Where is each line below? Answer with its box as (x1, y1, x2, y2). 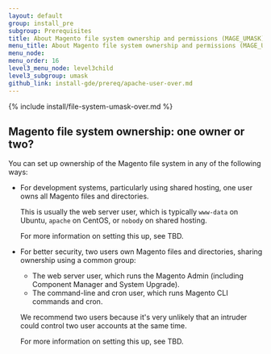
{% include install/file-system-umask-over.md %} (8, 102, 173, 111)
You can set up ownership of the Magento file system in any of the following (8, 159, 261, 169)
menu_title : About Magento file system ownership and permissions (8, 42, 236, 50)
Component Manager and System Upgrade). (31, 280, 180, 289)
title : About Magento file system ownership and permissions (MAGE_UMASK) (8, 34, 265, 43)
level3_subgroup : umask (8, 72, 89, 80)
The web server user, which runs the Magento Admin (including (31, 271, 244, 281)
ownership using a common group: (19, 256, 136, 265)
